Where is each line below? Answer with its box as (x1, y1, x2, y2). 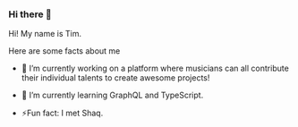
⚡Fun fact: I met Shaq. (21, 107, 104, 119)
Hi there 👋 (8, 8, 53, 21)
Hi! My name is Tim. (8, 29, 82, 39)
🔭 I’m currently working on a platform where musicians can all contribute (21, 63, 290, 74)
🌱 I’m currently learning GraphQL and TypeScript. (21, 89, 204, 101)
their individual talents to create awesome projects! (21, 72, 210, 83)
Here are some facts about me (8, 46, 121, 56)
